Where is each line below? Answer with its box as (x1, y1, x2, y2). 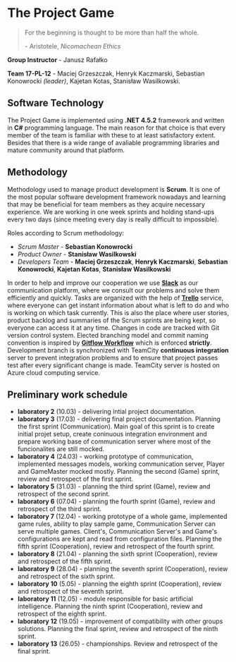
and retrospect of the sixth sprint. (17, 572, 115, 581)
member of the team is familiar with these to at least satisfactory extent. (7, 130, 216, 139)
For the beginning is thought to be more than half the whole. (24, 28, 199, 37)
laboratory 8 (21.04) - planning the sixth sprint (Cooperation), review (17, 550, 218, 558)
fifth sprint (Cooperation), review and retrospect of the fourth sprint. (17, 542, 215, 551)
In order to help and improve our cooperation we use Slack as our (7, 278, 199, 287)
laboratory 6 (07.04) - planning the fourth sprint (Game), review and (17, 497, 216, 505)
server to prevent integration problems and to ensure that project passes (7, 353, 218, 362)
